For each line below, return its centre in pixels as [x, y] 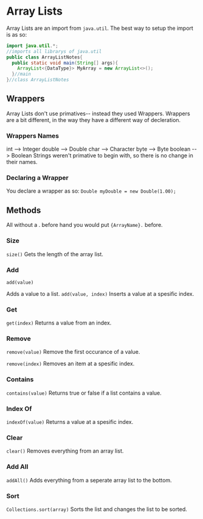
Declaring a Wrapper [37, 178]
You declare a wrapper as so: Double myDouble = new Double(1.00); [91, 191]
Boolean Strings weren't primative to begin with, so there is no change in [102, 156]
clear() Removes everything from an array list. [65, 451]
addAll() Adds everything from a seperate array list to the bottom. [89, 480]
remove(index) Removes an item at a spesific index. [71, 363]
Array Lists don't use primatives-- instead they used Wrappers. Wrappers [98, 113]
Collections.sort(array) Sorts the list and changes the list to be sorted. [97, 509]
